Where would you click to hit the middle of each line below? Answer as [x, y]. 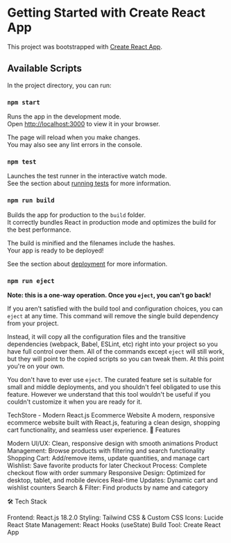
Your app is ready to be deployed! [55, 250]
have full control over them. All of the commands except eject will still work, [116, 351]
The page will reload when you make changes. [74, 137]
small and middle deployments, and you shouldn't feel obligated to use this [114, 387]
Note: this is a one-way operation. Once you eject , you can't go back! [109, 295]
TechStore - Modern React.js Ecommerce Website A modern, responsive [111, 415]
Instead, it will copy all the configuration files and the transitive [96, 336]
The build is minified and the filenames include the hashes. [91, 243]
